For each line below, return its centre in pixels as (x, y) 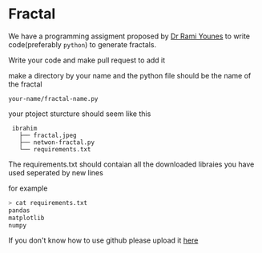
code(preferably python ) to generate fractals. (83, 44)
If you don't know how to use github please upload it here (103, 240)
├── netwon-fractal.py (56, 142)
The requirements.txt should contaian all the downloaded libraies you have (131, 164)
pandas (19, 210)
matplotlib (26, 218)
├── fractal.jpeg (48, 135)
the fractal (25, 84)
